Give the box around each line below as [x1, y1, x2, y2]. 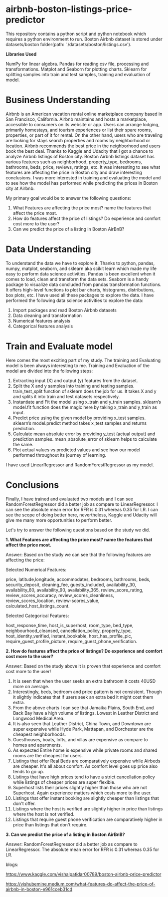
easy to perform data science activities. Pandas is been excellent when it [5, 270, 156, 276]
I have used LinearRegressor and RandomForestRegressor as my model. [5, 462, 154, 468]
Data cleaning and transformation [12, 312, 82, 319]
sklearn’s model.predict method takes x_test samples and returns [12, 420, 147, 426]
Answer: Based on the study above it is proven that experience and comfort [5, 663, 161, 669]
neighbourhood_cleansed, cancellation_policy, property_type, [5, 628, 132, 634]
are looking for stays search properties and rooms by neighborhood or [5, 137, 151, 143]
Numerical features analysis [12, 318, 70, 324]
